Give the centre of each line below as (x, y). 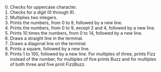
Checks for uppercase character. (43, 7)
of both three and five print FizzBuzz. (48, 64)
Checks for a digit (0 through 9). (42, 12)
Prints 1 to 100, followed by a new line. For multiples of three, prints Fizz (82, 54)
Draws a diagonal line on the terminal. (48, 43)
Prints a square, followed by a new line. (50, 49)
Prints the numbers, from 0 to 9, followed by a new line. (66, 23)
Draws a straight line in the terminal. (46, 38)
